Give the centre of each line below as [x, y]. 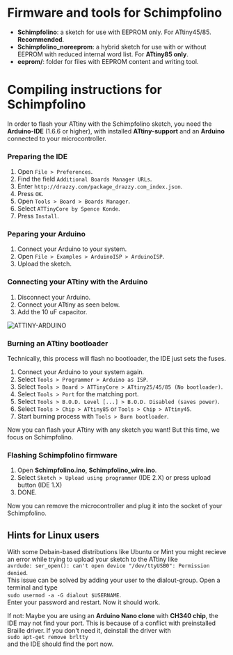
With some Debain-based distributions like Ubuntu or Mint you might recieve [117, 552]
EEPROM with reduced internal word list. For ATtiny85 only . [103, 54]
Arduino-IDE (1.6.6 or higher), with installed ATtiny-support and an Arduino [116, 131]
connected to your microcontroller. [57, 138]
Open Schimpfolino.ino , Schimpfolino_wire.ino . [87, 470]
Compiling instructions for [85, 90]
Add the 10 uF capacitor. [52, 312]
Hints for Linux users [53, 535]
